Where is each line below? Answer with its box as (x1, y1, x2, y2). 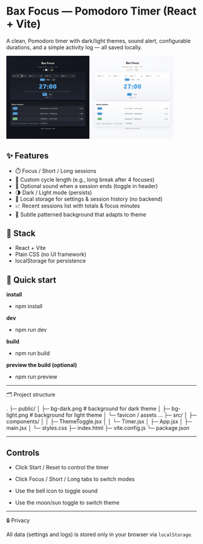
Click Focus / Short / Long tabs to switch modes (14, 475, 135, 483)
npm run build (14, 350, 50, 357)
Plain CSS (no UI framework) (14, 250, 86, 258)
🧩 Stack (6, 228, 36, 238)
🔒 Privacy (6, 517, 30, 524)
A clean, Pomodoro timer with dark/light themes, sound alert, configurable (6, 37, 192, 44)
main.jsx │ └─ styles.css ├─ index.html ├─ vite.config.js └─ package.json (6, 425, 190, 432)
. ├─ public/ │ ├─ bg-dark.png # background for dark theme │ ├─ (6, 405, 170, 412)
